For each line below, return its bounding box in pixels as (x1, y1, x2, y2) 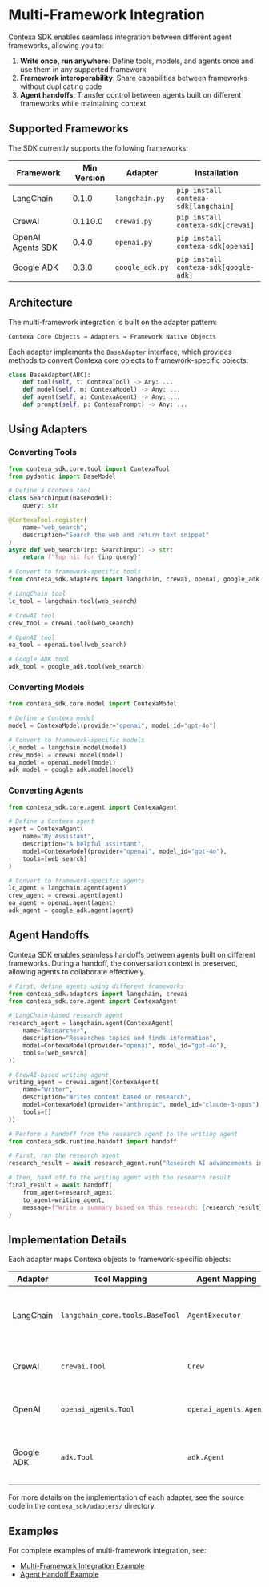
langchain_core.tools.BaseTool (60, 1311, 180, 1320)
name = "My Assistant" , (22, 833, 94, 841)
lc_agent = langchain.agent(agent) (8, 884, 127, 892)
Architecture (8, 296, 74, 310)
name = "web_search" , (22, 523, 88, 532)
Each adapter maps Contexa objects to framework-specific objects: (8, 1255, 231, 1264)
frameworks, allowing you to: (8, 40, 104, 50)
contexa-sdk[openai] (176, 242, 255, 251)
